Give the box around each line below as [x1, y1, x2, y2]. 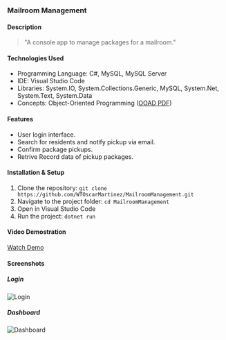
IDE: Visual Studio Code [17, 77, 85, 85]
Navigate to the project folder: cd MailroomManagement [17, 197, 169, 205]
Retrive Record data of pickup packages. [17, 152, 133, 161]
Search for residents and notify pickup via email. [17, 137, 156, 146]
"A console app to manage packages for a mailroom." [23, 38, 176, 46]
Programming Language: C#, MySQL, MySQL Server [17, 69, 167, 78]
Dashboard [7, 308, 40, 317]
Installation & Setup [7, 169, 64, 177]
